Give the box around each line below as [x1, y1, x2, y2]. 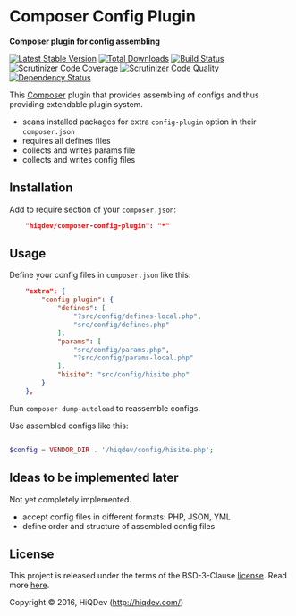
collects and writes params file [21, 145, 136, 156]
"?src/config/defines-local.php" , [72, 312, 202, 321]
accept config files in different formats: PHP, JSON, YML [21, 511, 231, 522]
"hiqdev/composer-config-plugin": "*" [25, 221, 170, 230]
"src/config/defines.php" [72, 320, 170, 329]
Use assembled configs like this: [9, 420, 129, 431]
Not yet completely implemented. [9, 494, 132, 504]
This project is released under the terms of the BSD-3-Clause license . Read [9, 570, 288, 581]
